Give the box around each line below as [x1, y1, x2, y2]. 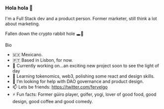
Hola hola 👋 [5, 4, 33, 11]
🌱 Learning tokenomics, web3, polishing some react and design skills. [12, 73, 155, 79]
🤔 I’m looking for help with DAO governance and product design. [12, 78, 144, 84]
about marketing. [5, 21, 40, 27]
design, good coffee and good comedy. [12, 99, 93, 105]
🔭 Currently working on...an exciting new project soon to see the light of [12, 63, 160, 69]
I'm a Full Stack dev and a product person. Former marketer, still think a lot [5, 16, 157, 22]
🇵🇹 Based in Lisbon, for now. [12, 57, 73, 63]
